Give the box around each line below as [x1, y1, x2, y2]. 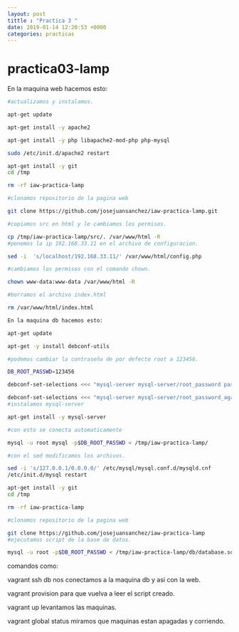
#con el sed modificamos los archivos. [7, 452, 126, 459]
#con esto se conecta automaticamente [7, 426, 122, 433]
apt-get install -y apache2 [7, 124, 91, 131]
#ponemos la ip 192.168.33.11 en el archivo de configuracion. [7, 240, 199, 247]
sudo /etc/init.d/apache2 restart [7, 149, 110, 157]
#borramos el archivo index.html [7, 291, 107, 299]
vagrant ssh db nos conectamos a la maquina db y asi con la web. [7, 576, 201, 584]
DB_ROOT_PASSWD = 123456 [7, 368, 75, 376]
